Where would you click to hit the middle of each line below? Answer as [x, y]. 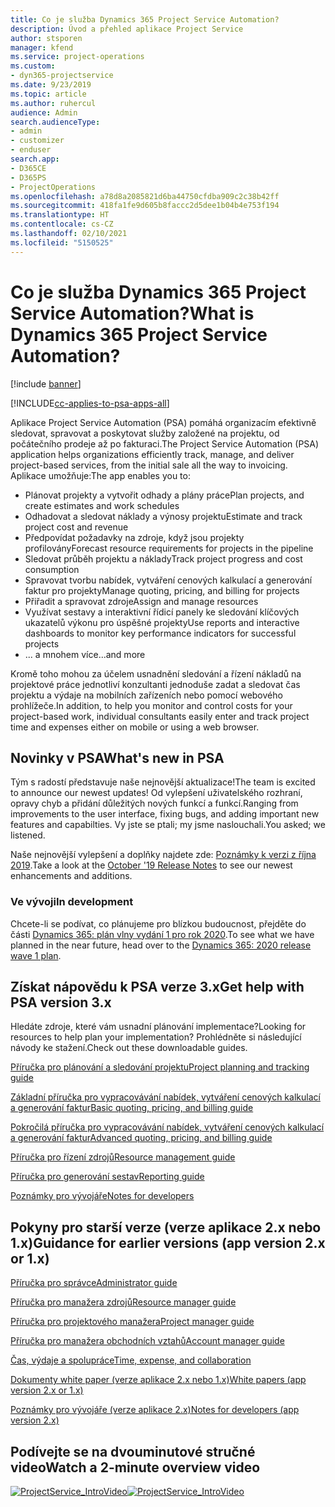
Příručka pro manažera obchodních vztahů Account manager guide [147, 1341]
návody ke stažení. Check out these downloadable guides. [129, 1048]
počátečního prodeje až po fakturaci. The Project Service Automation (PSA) [165, 443]
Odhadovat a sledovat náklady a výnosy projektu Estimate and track [163, 516]
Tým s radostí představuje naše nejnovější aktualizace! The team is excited [163, 782]
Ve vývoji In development [72, 902]
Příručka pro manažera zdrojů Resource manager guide [123, 1302]
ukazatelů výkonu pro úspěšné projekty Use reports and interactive [162, 622]
